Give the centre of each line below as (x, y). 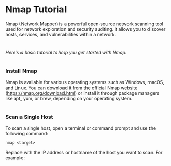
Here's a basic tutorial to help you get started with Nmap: (66, 53)
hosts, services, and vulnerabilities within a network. (61, 34)
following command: (27, 134)
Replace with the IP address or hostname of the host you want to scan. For (84, 153)
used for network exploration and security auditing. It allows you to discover (85, 29)
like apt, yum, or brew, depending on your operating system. (69, 98)
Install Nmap (21, 71)
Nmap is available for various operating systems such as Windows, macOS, (85, 82)
